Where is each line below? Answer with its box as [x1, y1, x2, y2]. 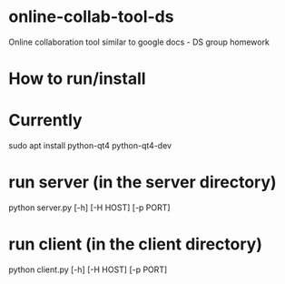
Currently [8, 110, 83, 131]
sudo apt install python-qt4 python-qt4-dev [8, 140, 172, 151]
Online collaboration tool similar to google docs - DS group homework [8, 36, 270, 47]
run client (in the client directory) [8, 234, 262, 255]
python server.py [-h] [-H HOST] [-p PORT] [8, 202, 171, 213]
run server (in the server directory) [8, 172, 278, 193]
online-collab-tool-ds [8, 6, 174, 27]
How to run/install [8, 68, 146, 89]
